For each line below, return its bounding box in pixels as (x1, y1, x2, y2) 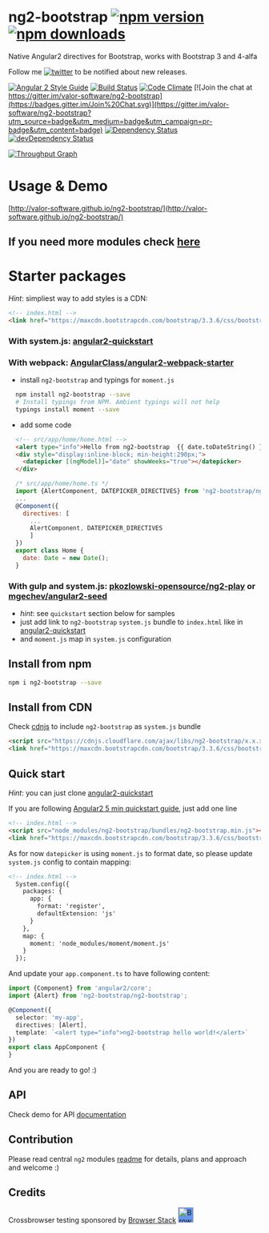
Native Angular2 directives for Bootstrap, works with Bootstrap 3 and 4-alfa (8, 51, 258, 61)
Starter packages (8, 267, 126, 286)
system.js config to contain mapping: (8, 857, 132, 867)
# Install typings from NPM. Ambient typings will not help (15, 398, 220, 406)
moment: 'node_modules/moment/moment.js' (29, 939, 171, 947)
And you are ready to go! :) (8, 1065, 98, 1075)
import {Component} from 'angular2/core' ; (8, 984, 152, 992)
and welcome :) (8, 1163, 60, 1172)
